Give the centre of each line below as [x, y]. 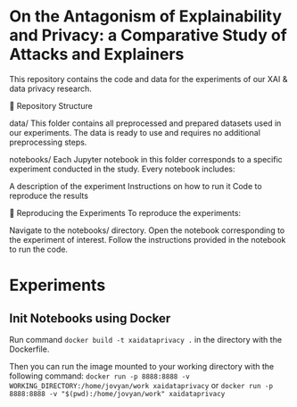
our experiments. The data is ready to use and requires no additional [135, 132]
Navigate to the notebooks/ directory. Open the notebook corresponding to [147, 230]
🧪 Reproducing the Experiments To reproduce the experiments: [125, 212]
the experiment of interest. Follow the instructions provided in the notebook [148, 239]
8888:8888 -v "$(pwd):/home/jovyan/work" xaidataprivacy [117, 394]
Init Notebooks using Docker [90, 318]
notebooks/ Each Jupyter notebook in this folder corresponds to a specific [146, 159]
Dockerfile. [29, 349]
